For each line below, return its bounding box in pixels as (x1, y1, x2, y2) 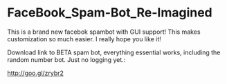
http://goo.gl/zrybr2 (7, 69, 64, 77)
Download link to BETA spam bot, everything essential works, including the (7, 48, 221, 56)
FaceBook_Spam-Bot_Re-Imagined (7, 5, 212, 21)
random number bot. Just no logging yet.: (7, 55, 126, 63)
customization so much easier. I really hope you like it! (7, 34, 161, 43)
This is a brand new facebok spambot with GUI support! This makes (7, 28, 201, 36)
